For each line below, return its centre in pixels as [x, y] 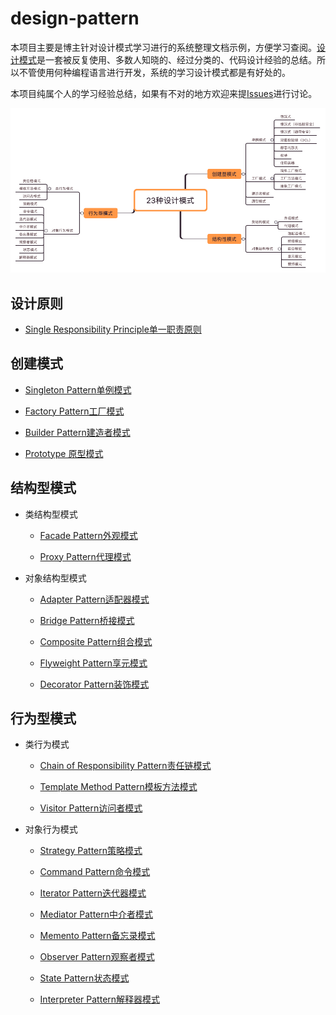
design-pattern [75, 18]
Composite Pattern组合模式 [96, 641]
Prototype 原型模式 [64, 453]
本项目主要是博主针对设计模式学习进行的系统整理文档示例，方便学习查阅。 [163, 47]
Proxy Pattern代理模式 [85, 556]
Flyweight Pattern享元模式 [93, 663]
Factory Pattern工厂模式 [74, 411]
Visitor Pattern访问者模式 [91, 808]
